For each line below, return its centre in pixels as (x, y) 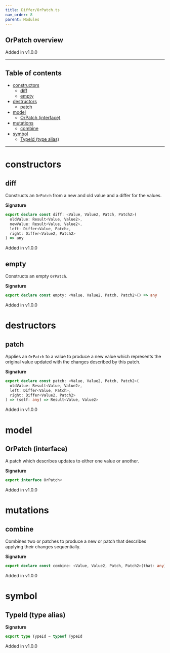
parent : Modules (22, 19)
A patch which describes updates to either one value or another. (72, 461)
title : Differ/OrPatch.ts (32, 10)
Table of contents (33, 73)
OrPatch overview (34, 40)
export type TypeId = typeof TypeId (44, 636)
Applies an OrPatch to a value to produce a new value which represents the (83, 356)
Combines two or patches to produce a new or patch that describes (76, 541)
